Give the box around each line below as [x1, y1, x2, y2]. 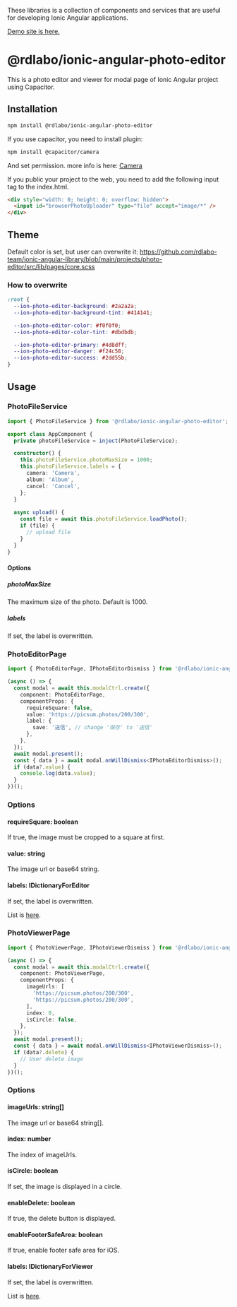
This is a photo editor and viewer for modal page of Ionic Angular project [7, 75, 219, 83]
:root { [7, 296, 30, 303]
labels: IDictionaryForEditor [7, 881, 90, 889]
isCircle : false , [25, 1016, 78, 1023]
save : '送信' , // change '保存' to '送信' [32, 724, 153, 731]
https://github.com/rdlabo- [140, 247, 217, 256]
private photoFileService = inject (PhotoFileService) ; [13, 437, 178, 444]
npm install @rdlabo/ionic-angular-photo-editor [7, 122, 153, 129]
